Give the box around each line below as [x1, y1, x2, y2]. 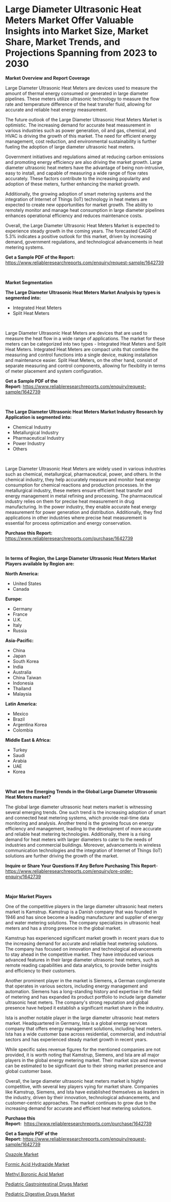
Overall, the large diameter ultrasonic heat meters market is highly [5, 1078, 144, 1084]
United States [12, 580, 42, 587]
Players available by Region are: [5, 561, 75, 567]
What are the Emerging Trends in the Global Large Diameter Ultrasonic [5, 788, 157, 795]
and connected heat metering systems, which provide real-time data [5, 814, 150, 821]
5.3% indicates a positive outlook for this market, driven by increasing [5, 233, 152, 239]
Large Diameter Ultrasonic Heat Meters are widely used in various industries [5, 465, 166, 471]
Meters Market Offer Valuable [5, 14, 134, 26]
